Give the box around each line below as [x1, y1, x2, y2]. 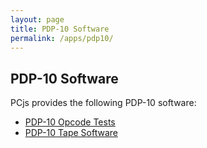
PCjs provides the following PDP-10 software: [10, 97, 197, 109]
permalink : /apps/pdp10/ [10, 33, 114, 43]
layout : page [10, 14, 65, 25]
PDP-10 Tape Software [24, 127, 118, 139]
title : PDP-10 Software [10, 24, 110, 34]
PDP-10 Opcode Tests [24, 116, 116, 128]
